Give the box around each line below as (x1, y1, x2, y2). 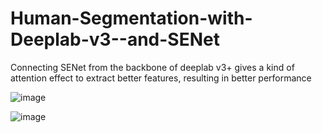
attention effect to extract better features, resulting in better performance (10, 72, 312, 84)
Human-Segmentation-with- (10, 7, 253, 30)
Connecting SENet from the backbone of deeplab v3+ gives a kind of (10, 61, 295, 73)
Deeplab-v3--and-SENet (10, 28, 220, 51)
